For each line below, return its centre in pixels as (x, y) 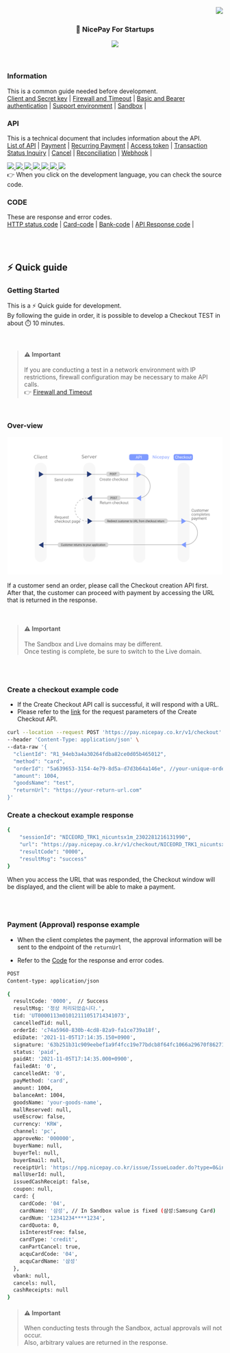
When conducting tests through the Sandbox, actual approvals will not (123, 1328)
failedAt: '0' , (35, 1066)
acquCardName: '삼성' (49, 1261)
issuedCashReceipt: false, (52, 1182)
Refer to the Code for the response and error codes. (90, 960)
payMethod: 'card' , (41, 1081)
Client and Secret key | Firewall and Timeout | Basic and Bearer (96, 98)
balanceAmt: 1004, (40, 1095)
